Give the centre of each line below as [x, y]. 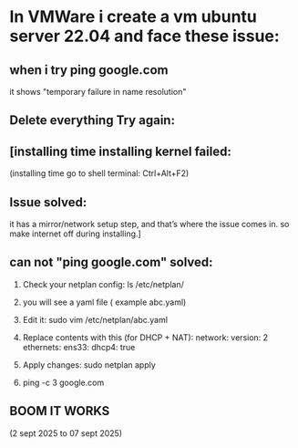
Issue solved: [48, 202]
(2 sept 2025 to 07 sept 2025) [66, 433]
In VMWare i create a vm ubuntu [134, 17]
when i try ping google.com [89, 70]
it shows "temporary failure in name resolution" [98, 92]
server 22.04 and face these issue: [144, 36]
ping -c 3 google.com [63, 382]
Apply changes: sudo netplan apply [89, 365]
